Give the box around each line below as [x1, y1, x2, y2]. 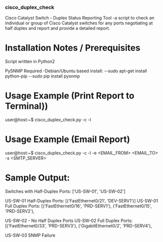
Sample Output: [5, 172, 70, 183]
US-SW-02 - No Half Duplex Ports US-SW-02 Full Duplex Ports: [5, 218, 133, 223]
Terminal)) [5, 101, 48, 112]
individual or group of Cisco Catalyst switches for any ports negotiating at [5, 20, 153, 26]
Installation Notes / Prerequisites [5, 42, 141, 54]
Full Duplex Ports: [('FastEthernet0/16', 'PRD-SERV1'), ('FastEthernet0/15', [5, 203, 152, 209]
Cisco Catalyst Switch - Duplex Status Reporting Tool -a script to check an [5, 15, 155, 21]
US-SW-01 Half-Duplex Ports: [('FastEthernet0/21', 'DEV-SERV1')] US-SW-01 [5, 198, 158, 204]
